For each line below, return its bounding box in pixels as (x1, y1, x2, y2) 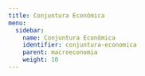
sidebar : (15, 26, 45, 34)
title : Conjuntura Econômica (8, 11, 105, 20)
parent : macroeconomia (22, 48, 98, 56)
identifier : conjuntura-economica (22, 41, 137, 49)
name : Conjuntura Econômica (22, 33, 116, 42)
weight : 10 (22, 56, 59, 64)
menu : (8, 19, 26, 27)
